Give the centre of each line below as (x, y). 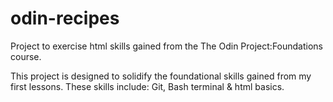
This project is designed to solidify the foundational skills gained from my (161, 76)
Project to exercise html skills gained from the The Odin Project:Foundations (166, 46)
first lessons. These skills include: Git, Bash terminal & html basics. (147, 86)
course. (26, 56)
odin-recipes (65, 18)
